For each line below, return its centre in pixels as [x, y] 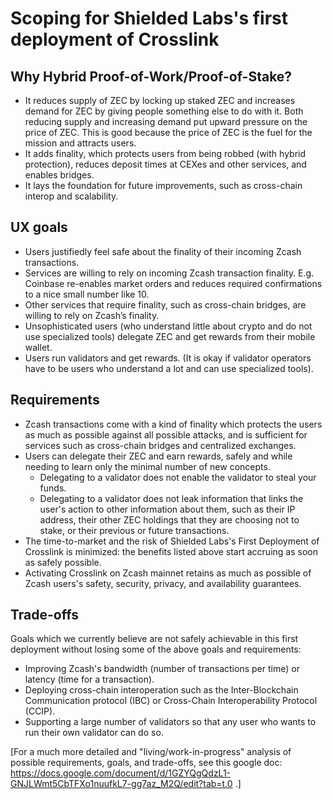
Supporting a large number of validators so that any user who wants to [170, 722]
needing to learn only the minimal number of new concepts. [147, 466]
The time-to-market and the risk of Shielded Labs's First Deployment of [172, 541]
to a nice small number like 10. [87, 294]
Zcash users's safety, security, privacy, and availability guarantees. [163, 583]
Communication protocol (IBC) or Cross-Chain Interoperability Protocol [171, 701]
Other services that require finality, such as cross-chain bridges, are [165, 304]
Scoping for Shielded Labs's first [149, 18]
